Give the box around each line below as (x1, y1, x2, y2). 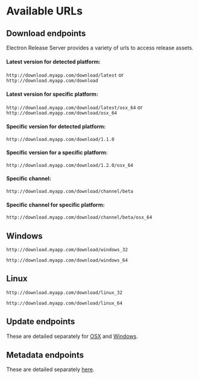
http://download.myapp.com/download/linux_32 (6, 289, 122, 296)
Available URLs (6, 4, 83, 18)
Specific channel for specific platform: (6, 201, 105, 208)
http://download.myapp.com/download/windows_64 (6, 257, 128, 263)
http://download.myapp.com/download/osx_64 (6, 110, 118, 116)
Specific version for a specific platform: (6, 149, 108, 156)
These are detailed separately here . (6, 366, 95, 373)
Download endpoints (6, 28, 86, 39)
